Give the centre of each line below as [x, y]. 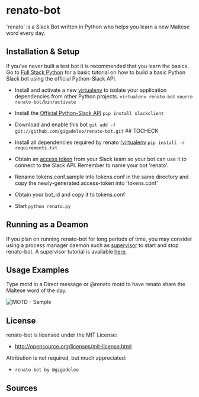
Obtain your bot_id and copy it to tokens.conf [70, 194]
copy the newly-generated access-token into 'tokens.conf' [86, 183]
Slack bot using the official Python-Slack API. [61, 78]
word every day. [26, 33]
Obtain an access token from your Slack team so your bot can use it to [100, 159]
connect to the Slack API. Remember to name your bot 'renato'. [92, 165]
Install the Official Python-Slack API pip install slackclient [89, 113]
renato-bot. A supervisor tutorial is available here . [67, 251]
